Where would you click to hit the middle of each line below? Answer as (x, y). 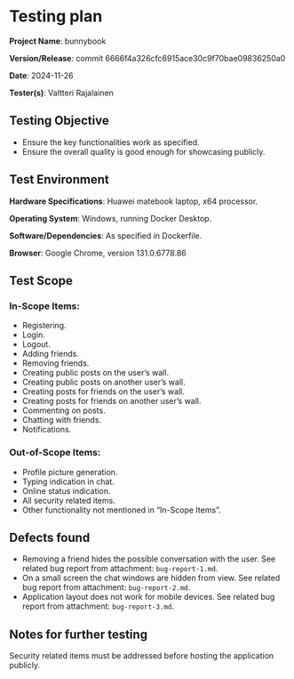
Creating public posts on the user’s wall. (95, 373)
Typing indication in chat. (68, 481)
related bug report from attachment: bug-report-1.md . (120, 569)
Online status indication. (66, 490)
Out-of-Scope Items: (55, 453)
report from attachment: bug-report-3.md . (98, 606)
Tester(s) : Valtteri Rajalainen (61, 93)
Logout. (36, 344)
